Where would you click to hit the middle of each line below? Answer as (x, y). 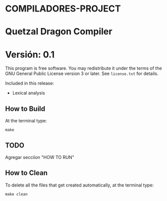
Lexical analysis (29, 93)
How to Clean (26, 173)
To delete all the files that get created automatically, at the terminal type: (80, 185)
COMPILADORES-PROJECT (63, 9)
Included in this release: (30, 83)
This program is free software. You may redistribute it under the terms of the (83, 68)
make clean (16, 194)
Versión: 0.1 (30, 54)
